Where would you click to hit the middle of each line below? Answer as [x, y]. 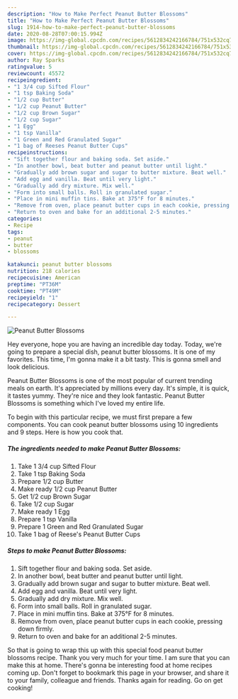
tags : [15, 232]
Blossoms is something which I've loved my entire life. [86, 403]
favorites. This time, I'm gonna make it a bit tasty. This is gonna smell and [114, 359]
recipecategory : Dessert [44, 304]
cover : [17, 54]
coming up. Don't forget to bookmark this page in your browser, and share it [118, 673]
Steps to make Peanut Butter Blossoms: [67, 551]
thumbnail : [23, 47]
